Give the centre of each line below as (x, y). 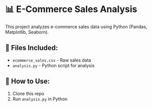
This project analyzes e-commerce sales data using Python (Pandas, (76, 26)
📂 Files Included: (32, 48)
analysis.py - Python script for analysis (53, 65)
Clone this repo (28, 93)
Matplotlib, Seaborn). (27, 32)
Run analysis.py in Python (40, 99)
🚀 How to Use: (28, 82)
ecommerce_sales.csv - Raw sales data (52, 60)
